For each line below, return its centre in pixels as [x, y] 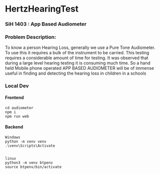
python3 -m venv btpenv [29, 163]
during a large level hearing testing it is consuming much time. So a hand [78, 63]
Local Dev [17, 86]
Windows [13, 137]
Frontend [15, 97]
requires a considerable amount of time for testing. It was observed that [77, 58]
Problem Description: [31, 37]
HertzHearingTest [42, 9]
